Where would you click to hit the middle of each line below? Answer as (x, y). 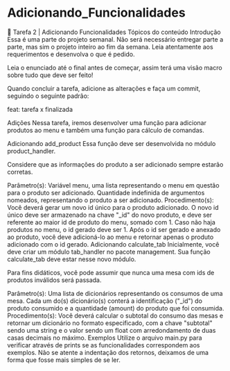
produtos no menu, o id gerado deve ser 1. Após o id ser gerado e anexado (114, 229)
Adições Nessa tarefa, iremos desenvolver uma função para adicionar (107, 122)
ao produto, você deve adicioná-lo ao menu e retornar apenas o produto (110, 237)
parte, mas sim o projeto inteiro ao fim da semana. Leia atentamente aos (110, 47)
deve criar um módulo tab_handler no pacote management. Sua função (109, 252)
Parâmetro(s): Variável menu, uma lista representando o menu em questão (113, 185)
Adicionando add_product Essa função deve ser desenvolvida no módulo (112, 143)
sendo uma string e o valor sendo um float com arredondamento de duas (112, 330)
